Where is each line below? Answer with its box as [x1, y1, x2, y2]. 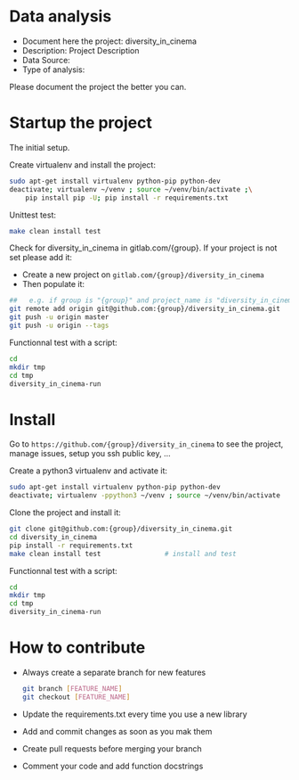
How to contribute [9, 637, 146, 658]
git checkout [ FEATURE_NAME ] [21, 693, 131, 702]
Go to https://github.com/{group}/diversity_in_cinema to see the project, [9, 439, 284, 449]
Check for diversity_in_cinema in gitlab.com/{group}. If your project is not [9, 242, 278, 253]
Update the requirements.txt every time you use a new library [21, 709, 247, 719]
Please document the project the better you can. [9, 81, 187, 92]
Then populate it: [21, 279, 85, 290]
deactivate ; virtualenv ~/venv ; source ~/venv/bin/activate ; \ [9, 185, 253, 193]
